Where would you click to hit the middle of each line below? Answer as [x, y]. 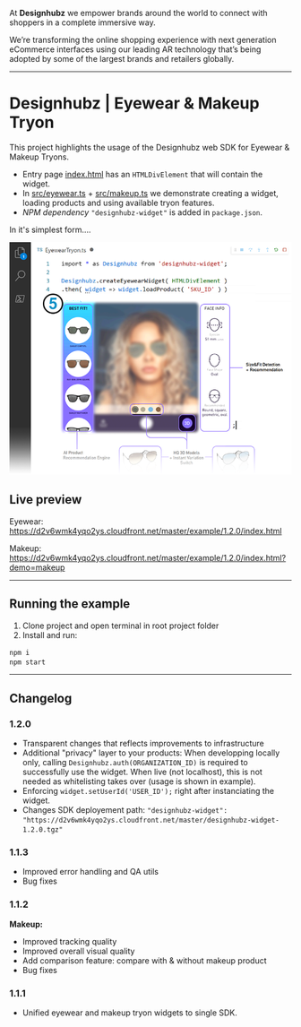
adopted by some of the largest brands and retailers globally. [122, 59]
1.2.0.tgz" [43, 830]
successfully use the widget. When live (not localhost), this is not [142, 772]
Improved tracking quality [69, 941]
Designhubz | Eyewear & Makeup [134, 104]
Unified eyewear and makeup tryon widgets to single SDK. [129, 1013]
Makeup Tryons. [39, 157]
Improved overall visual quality [78, 951]
